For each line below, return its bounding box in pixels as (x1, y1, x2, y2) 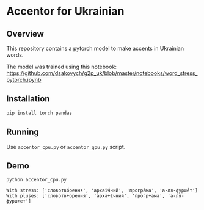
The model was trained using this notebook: (6, 63, 117, 70)
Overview (6, 29, 45, 39)
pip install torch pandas (6, 110, 72, 116)
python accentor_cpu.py (6, 177, 67, 183)
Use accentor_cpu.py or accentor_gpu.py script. (6, 143, 126, 150)
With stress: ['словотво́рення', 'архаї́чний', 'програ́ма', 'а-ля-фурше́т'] (6, 187, 199, 194)
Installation (6, 93, 50, 104)
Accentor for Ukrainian (6, 4, 125, 18)
